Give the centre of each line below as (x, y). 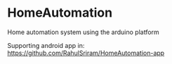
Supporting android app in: (46, 45)
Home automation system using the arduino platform (83, 32)
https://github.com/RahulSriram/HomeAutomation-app (86, 53)
